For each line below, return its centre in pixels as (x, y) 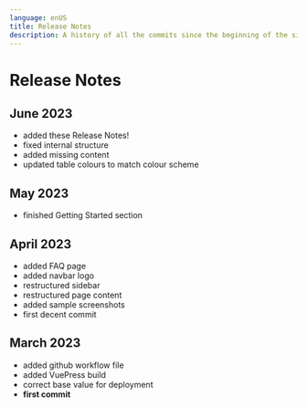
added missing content (66, 155)
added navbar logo (58, 276)
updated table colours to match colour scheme (111, 164)
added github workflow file (74, 365)
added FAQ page (54, 266)
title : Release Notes (51, 26)
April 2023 (41, 244)
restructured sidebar (61, 285)
